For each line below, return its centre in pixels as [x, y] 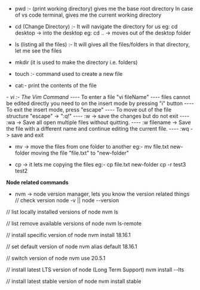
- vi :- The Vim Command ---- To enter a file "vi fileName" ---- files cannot [98, 97]
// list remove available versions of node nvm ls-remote [74, 223]
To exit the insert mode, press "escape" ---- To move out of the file [89, 109]
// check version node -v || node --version [67, 200]
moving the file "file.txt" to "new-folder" [80, 153]
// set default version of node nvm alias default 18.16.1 [72, 246]
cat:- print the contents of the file [56, 85]
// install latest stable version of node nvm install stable [74, 281]
